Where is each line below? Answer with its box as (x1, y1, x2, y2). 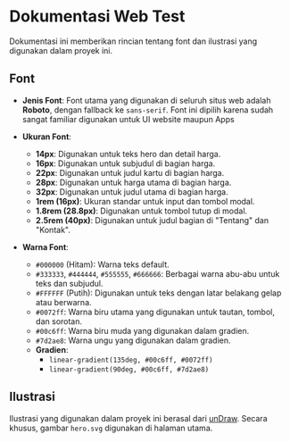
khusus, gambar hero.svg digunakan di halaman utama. (9, 422, 213, 433)
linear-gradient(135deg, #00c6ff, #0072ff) (48, 355, 213, 364)
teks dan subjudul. (35, 278, 104, 288)
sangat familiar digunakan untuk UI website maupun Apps (21, 113, 235, 124)
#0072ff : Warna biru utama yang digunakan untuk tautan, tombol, (35, 306, 275, 317)
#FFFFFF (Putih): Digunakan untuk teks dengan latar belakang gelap (35, 288, 282, 298)
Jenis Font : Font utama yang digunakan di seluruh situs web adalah (21, 95, 271, 105)
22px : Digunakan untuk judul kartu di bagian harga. (35, 167, 225, 178)
